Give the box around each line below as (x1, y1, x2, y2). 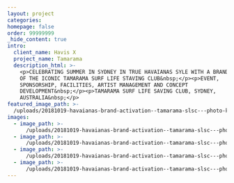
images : (7, 113, 30, 120)
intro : (7, 42, 26, 49)
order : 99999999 (7, 29, 54, 37)
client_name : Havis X (13, 49, 77, 56)
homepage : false (7, 23, 54, 30)
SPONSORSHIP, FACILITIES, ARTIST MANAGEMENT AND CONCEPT (19, 81, 189, 88)
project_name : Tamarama (13, 56, 82, 63)
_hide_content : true (7, 36, 68, 43)
